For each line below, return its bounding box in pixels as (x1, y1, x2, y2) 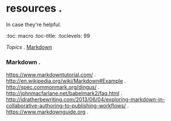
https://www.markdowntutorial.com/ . (6, 72, 96, 79)
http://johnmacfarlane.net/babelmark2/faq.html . (6, 90, 123, 97)
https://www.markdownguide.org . (6, 108, 89, 115)
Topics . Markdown (6, 43, 53, 51)
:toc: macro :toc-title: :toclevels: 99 (6, 32, 90, 39)
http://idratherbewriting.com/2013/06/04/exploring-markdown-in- (6, 96, 165, 103)
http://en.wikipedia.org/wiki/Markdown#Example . (6, 77, 127, 84)
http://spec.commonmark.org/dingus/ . (6, 84, 100, 91)
